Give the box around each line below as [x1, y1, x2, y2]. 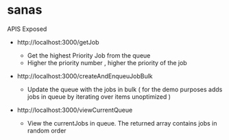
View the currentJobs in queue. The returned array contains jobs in [27, 119, 217, 127]
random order [27, 126, 67, 135]
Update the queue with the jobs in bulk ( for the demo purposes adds [27, 85, 223, 93]
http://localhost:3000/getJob [16, 38, 99, 46]
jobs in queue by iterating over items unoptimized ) [27, 92, 171, 101]
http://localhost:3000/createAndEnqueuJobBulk [16, 71, 153, 80]
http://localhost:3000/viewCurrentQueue [16, 106, 133, 114]
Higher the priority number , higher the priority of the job [27, 58, 187, 67]
